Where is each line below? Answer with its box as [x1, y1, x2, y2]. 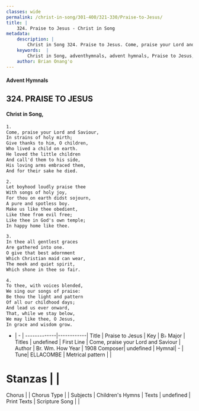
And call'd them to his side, [6, 157, 81, 163]
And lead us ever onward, [6, 305, 70, 311]
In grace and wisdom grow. [6, 321, 73, 327]
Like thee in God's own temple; [6, 217, 86, 223]
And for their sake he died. [6, 167, 78, 174]
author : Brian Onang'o [17, 58, 73, 64]
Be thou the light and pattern [6, 294, 84, 300]
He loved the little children [6, 151, 81, 157]
